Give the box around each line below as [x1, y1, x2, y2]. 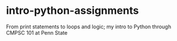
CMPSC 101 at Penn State [6, 29, 68, 36]
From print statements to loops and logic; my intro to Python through [6, 23, 172, 30]
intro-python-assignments [6, 4, 139, 17]
